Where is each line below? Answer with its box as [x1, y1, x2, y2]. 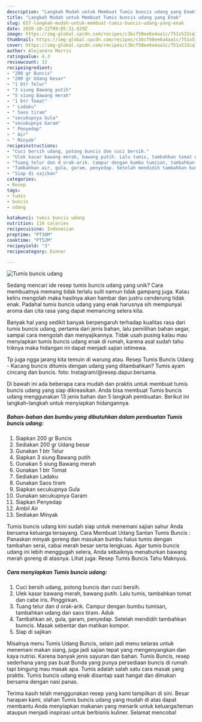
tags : [7, 187, 20, 193]
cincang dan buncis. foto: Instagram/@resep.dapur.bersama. [7, 369, 157, 376]
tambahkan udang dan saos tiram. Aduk [15, 609, 114, 616]
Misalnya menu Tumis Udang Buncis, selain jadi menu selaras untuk [7, 640, 174, 647]
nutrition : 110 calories [7, 220, 69, 227]
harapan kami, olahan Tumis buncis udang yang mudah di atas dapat [7, 696, 177, 703]
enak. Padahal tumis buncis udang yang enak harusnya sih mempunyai [7, 301, 182, 308]
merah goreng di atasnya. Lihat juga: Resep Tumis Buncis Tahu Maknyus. [7, 555, 188, 562]
